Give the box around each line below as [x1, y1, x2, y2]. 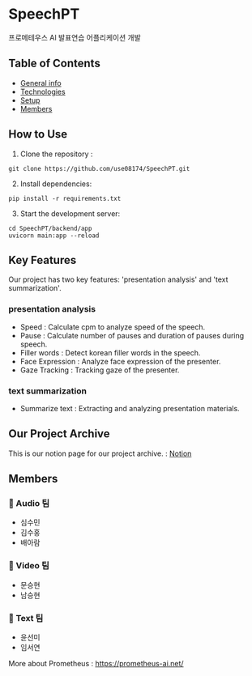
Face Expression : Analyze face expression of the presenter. [19, 356, 221, 366]
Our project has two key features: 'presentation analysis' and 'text [8, 274, 229, 284]
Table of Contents [8, 57, 101, 70]
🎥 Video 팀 [8, 560, 50, 572]
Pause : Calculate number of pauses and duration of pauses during [19, 330, 245, 340]
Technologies [19, 87, 66, 96]
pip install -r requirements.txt [8, 194, 122, 202]
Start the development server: [19, 208, 121, 219]
